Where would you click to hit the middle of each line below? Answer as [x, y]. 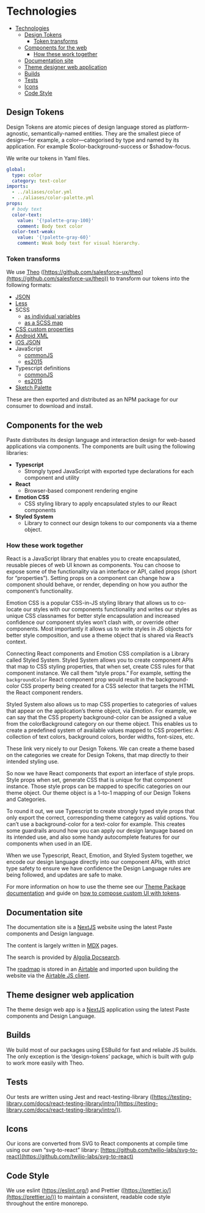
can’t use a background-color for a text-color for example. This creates [96, 824]
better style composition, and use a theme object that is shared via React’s [100, 635]
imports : [17, 186]
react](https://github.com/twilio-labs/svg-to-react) [70, 1157]
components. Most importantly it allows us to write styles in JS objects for [99, 629]
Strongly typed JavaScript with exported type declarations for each [109, 471]
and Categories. [27, 799]
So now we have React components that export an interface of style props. [101, 773]
